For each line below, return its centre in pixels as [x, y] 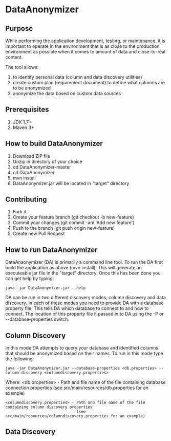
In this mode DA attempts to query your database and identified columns [82, 348]
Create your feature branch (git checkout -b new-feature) [73, 217]
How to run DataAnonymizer [51, 250]
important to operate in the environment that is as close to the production [82, 46]
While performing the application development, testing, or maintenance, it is [85, 41]
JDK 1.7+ [22, 122]
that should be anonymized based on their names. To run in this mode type [84, 354]
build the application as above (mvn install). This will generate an [74, 268]
